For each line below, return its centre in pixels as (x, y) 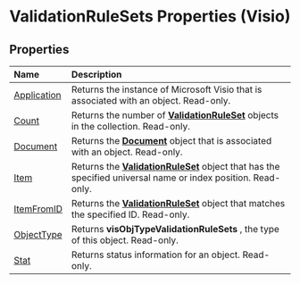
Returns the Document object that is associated (171, 141)
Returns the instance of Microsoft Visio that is (167, 89)
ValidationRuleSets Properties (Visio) (150, 17)
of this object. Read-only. (125, 240)
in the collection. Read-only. (130, 126)
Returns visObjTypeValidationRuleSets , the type (175, 229)
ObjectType (38, 234)
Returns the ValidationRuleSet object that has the (175, 167)
